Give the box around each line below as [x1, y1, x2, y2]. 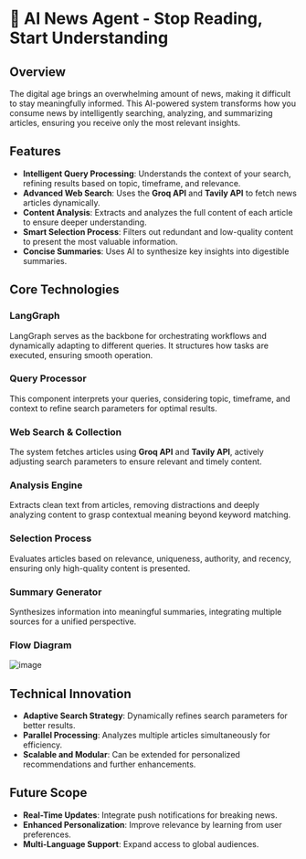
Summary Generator [9, 585, 102, 598]
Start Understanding [9, 27, 169, 48]
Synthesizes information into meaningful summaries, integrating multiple [9, 606, 282, 617]
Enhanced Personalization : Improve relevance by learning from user [22, 819, 282, 830]
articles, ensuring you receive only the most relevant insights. [9, 118, 241, 128]
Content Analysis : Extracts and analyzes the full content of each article [22, 207, 293, 217]
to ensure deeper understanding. [22, 217, 148, 228]
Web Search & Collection [9, 425, 122, 438]
